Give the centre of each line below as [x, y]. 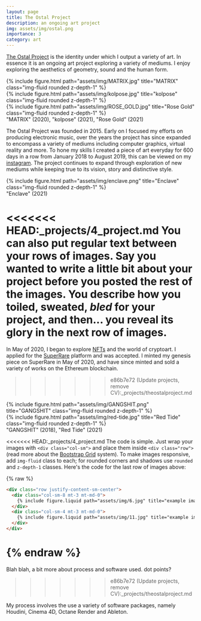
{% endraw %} [44, 553]
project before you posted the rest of [99, 282]
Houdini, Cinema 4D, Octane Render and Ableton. [67, 611]
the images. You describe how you [94, 294]
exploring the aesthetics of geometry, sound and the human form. [87, 69]
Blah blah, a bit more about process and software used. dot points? [89, 569]
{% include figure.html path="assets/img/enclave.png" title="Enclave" [93, 181]
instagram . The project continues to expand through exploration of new [94, 163]
